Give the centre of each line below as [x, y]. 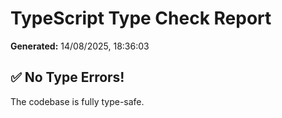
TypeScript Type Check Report [141, 18]
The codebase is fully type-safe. [77, 101]
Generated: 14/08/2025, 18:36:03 [80, 46]
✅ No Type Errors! [67, 77]
